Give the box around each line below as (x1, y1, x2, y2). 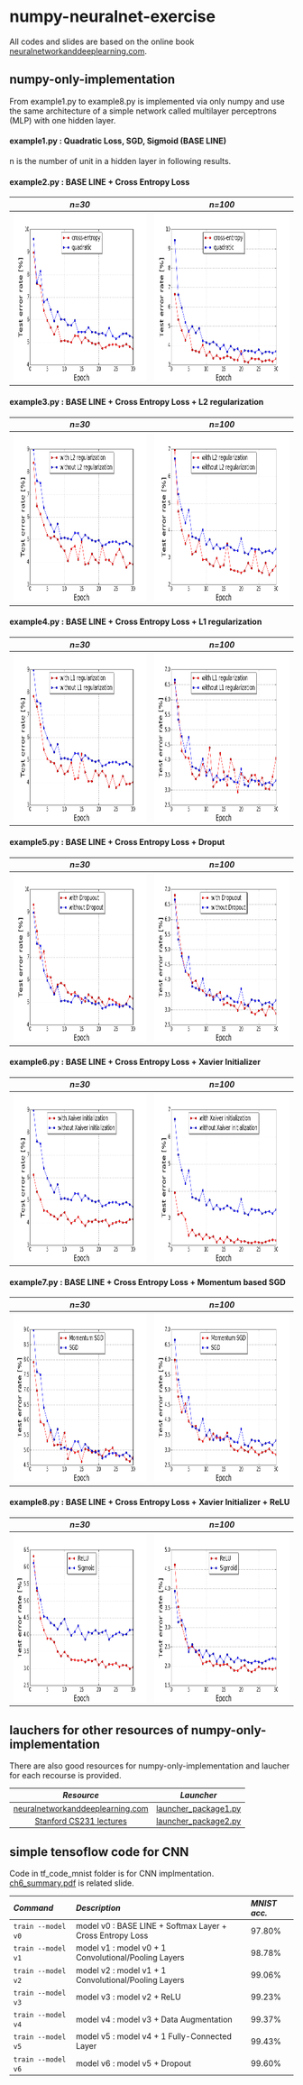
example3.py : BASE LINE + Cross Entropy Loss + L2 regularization (9, 397, 264, 407)
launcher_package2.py (156, 1815, 242, 1826)
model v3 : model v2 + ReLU (75, 1991, 182, 2003)
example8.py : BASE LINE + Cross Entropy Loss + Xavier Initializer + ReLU (9, 1497, 290, 1508)
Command (13, 1903, 54, 1914)
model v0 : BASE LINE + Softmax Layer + (75, 1921, 227, 1931)
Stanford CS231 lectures (34, 1815, 128, 1826)
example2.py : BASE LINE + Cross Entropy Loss (9, 176, 190, 187)
